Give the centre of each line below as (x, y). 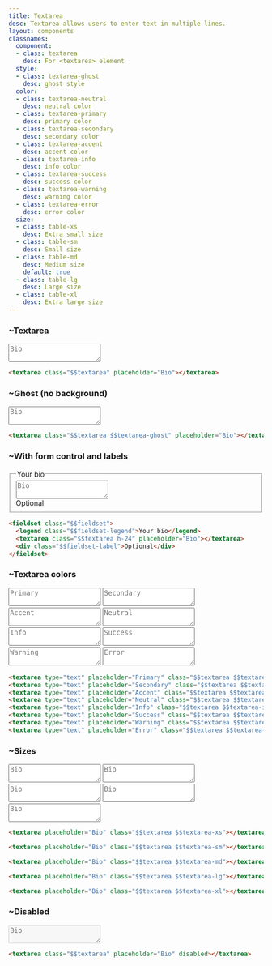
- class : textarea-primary (61, 114)
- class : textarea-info (55, 159)
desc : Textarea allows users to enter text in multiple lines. (117, 24)
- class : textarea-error (57, 204)
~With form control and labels (68, 456)
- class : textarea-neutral (61, 99)
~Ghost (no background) (58, 393)
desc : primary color (57, 122)
